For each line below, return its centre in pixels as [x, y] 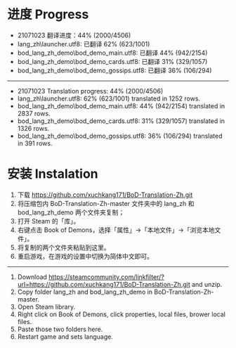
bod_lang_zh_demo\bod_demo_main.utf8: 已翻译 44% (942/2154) [112, 53]
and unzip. [207, 284]
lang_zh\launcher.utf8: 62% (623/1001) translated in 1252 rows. [109, 98]
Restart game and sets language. [65, 336]
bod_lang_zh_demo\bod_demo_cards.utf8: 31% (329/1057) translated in [121, 121]
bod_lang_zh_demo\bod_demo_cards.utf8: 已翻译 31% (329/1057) [112, 61]
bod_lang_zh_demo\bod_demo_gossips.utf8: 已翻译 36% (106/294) [114, 70]
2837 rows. [34, 113]
